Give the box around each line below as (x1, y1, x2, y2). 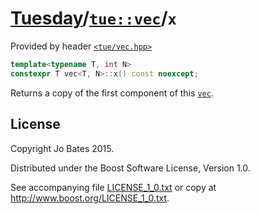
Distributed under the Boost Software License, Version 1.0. (10, 162, 251, 174)
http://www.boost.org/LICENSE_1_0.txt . (10, 192, 170, 204)
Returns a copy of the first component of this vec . (10, 87, 214, 99)
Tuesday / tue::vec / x (10, 7, 177, 30)
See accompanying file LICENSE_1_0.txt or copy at (10, 181, 217, 193)
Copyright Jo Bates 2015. (10, 142, 115, 154)
